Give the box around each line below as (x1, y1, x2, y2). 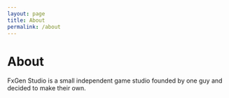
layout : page (7, 10, 46, 17)
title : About (7, 17, 46, 24)
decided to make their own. (7, 84, 86, 92)
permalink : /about (7, 23, 61, 30)
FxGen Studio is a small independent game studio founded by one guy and (7, 76, 223, 85)
